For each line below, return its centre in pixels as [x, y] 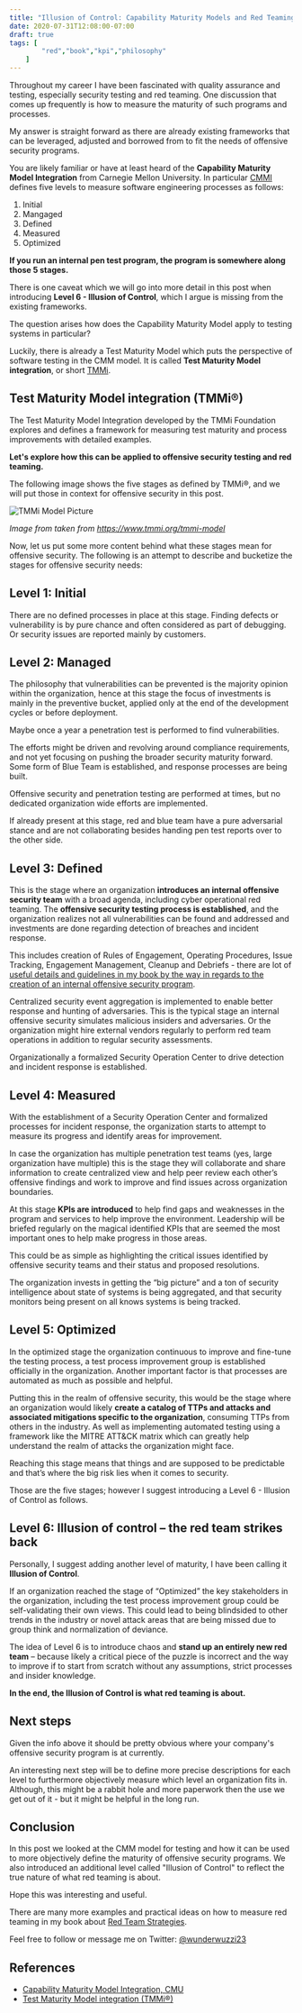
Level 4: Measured [62, 1095]
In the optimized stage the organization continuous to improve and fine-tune [151, 1352]
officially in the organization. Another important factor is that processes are [148, 1371]
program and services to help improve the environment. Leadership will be [147, 1219]
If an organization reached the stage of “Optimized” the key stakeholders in [149, 1590]
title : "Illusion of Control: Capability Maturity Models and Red [136, 18]
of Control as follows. [49, 1499]
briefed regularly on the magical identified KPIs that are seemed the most [145, 1229]
